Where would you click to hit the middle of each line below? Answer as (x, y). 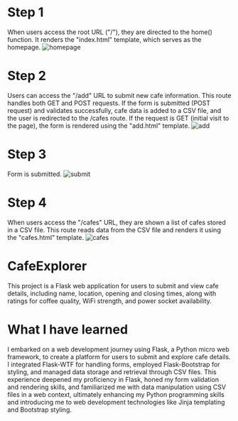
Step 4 (27, 202)
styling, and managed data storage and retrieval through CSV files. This (112, 372)
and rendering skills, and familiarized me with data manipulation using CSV (117, 387)
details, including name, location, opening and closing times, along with (112, 293)
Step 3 (27, 154)
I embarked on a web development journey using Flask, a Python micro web (118, 349)
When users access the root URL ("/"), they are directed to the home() (110, 32)
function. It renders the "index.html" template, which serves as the (104, 39)
